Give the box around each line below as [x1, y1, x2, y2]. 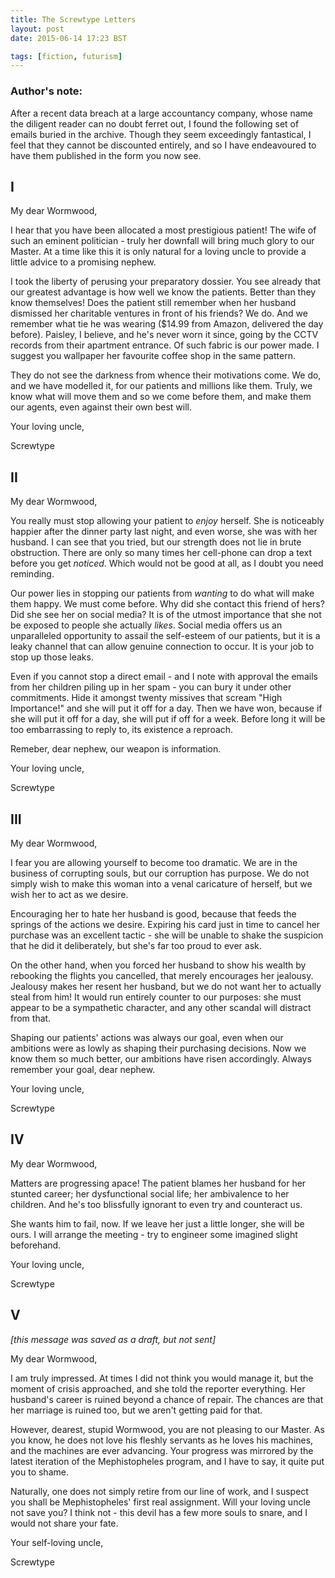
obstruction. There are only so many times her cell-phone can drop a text [10, 547, 313, 559]
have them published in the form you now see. [10, 149, 202, 161]
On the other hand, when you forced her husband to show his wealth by [10, 959, 307, 971]
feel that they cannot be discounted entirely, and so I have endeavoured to [10, 139, 317, 151]
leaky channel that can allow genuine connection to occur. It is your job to [10, 641, 315, 653]
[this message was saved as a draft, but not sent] [10, 1333, 217, 1345]
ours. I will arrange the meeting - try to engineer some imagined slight [10, 1228, 298, 1240]
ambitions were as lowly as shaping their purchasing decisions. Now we [10, 1042, 307, 1054]
